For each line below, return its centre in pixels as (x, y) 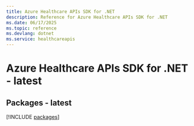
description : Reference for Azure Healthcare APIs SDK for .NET (87, 17)
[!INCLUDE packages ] (33, 117)
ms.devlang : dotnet (30, 34)
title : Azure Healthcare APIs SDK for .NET (61, 12)
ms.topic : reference (32, 28)
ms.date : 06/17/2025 (32, 22)
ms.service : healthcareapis (41, 39)
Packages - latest (39, 103)
